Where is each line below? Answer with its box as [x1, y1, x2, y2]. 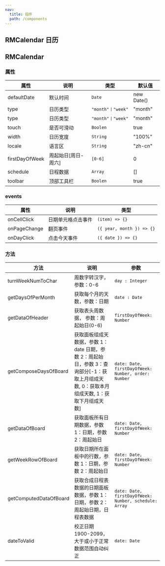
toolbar [7, 178, 25, 184]
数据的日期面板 [74, 484, 109, 491]
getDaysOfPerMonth [7, 294, 55, 301]
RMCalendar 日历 [5, 35, 59, 44]
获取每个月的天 [74, 291, 109, 298]
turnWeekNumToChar [7, 277, 57, 284]
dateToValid [7, 537, 34, 544]
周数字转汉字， [74, 274, 109, 281]
